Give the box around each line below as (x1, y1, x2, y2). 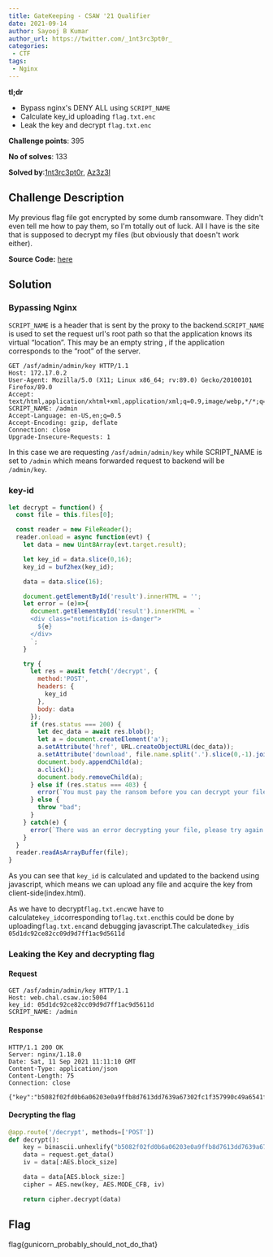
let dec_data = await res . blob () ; (37, 728, 154, 736)
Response (8, 1025, 43, 1034)
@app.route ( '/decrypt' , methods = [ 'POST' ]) (8, 1128, 154, 1136)
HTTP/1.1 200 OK (8, 1043, 63, 1051)
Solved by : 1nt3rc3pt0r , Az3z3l (8, 167, 111, 177)
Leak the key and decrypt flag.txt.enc (19, 119, 152, 130)
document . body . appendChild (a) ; (37, 757, 144, 766)
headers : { (37, 683, 75, 691)
